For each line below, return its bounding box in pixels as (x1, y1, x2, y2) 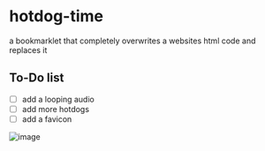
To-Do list (9, 71, 64, 86)
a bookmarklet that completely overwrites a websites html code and (9, 35, 256, 46)
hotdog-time (9, 6, 104, 26)
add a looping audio (21, 94, 95, 104)
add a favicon (21, 113, 72, 125)
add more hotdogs (21, 103, 90, 114)
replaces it (9, 44, 48, 55)
